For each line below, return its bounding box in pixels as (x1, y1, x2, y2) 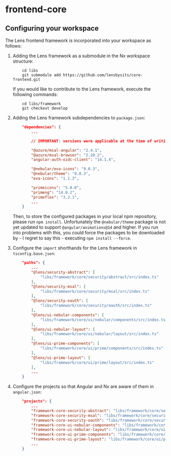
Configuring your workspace (5, 24, 99, 33)
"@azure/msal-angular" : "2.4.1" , (31, 148, 102, 153)
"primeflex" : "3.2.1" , (31, 195, 79, 200)
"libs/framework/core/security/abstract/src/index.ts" (40, 274, 159, 279)
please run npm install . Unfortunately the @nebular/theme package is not (12, 219, 166, 225)
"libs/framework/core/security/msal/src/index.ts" (40, 289, 150, 294)
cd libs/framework (22, 101, 61, 106)
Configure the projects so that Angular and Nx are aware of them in (12, 383, 154, 390)
